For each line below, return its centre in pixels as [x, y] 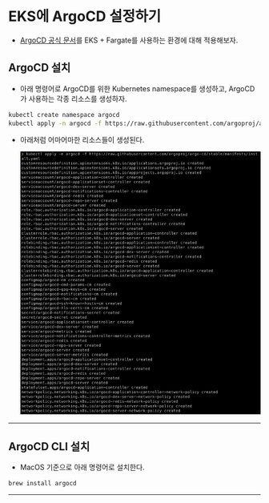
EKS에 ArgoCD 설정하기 [85, 16]
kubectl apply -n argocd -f [55, 123]
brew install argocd [43, 484]
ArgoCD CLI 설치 [49, 447]
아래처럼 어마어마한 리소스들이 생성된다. [82, 139]
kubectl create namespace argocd [64, 115]
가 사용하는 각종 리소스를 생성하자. [73, 99]
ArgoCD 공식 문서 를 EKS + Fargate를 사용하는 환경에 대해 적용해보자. [129, 40]
